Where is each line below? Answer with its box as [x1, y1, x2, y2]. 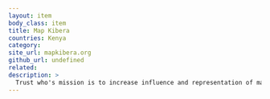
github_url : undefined [8, 57, 84, 65]
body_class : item [8, 19, 67, 27]
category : [8, 42, 42, 49]
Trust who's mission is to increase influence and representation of [15, 78, 253, 86]
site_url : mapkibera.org [8, 49, 92, 57]
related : [8, 64, 38, 72]
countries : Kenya [8, 34, 67, 42]
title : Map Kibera [8, 26, 70, 34]
